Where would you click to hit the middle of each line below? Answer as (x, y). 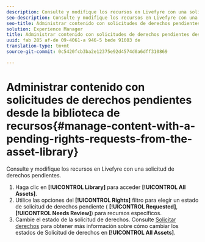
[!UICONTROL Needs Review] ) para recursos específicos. (88, 213)
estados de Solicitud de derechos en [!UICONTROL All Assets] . (95, 232)
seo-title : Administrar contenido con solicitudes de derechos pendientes (103, 23)
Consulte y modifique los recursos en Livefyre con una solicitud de (91, 169)
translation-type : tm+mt (38, 46)
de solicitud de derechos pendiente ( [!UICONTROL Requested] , (96, 206)
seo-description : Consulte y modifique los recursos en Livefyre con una (102, 18)
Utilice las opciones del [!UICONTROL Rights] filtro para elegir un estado (107, 200)
